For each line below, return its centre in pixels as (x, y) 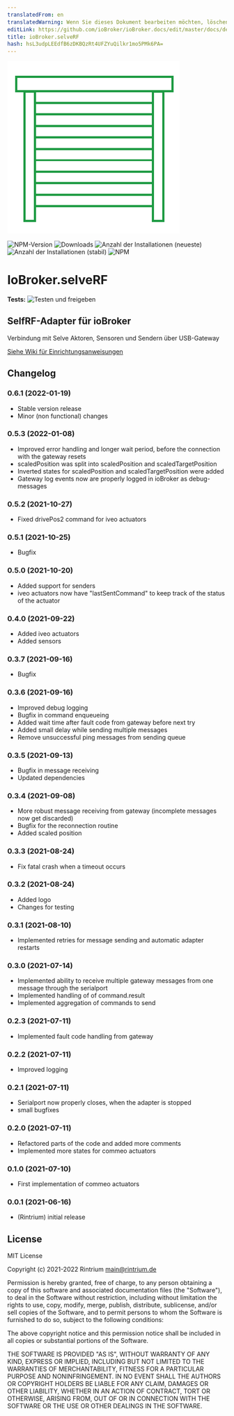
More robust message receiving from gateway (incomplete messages (117, 811)
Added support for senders (56, 586)
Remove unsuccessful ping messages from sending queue (101, 737)
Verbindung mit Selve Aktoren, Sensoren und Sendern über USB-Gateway (113, 338)
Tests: (16, 299)
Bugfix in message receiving (58, 770)
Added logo (34, 899)
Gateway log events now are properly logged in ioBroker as (102, 479)
